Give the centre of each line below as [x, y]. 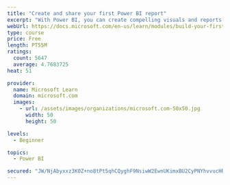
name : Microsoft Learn [46, 90]
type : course [26, 33]
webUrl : [18, 26]
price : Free [24, 39]
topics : [18, 152]
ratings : [20, 52]
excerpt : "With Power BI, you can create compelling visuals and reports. [116, 20]
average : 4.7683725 [41, 64]
